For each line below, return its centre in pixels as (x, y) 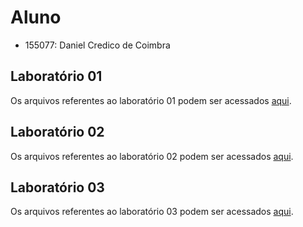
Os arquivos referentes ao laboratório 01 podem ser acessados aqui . (151, 100)
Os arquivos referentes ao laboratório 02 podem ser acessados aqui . (152, 156)
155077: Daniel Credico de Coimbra (97, 45)
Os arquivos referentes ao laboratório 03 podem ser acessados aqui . (152, 212)
